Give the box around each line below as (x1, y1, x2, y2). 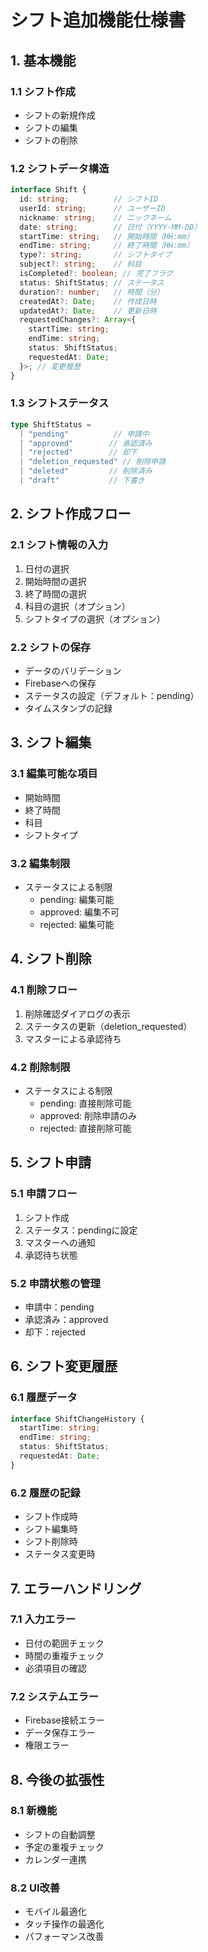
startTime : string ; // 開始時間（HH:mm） (19, 231, 195, 241)
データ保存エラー (24, 1727, 96, 1739)
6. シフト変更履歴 (10, 1358, 118, 1375)
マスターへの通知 (24, 1236, 96, 1248)
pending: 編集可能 (39, 893, 115, 905)
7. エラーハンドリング (10, 1580, 142, 1597)
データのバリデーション (24, 664, 122, 676)
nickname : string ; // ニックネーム (19, 212, 172, 223)
